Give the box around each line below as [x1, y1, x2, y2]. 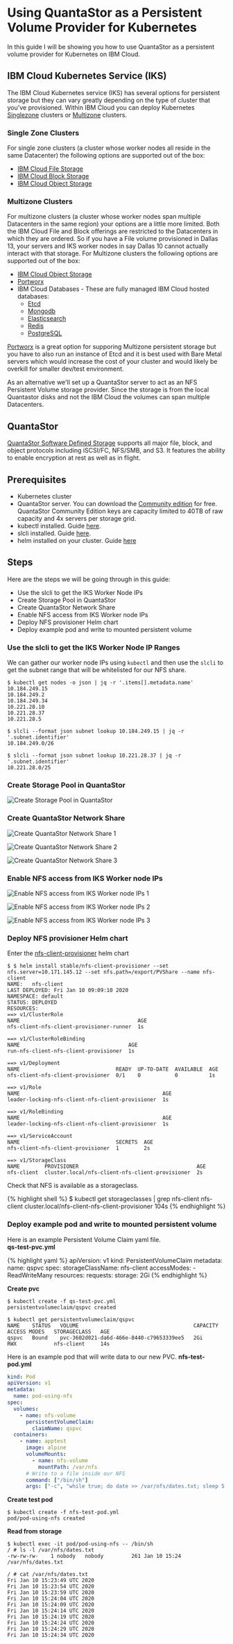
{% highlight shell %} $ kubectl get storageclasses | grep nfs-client [7, 1195, 200, 1203]
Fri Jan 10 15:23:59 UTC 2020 [7, 1589, 95, 1596]
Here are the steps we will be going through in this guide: [7, 575, 171, 583]
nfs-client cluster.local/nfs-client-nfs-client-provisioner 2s [7, 1169, 203, 1176]
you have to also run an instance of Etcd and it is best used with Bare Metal [7, 350, 222, 358]
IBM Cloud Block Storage [17, 172, 89, 181]
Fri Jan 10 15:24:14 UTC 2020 [7, 1607, 95, 1615]
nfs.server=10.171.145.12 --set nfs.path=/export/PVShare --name [7, 968, 200, 976]
